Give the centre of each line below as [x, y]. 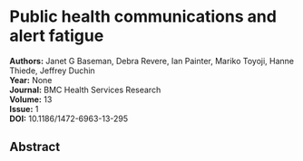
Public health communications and [143, 17]
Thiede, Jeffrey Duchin [52, 71]
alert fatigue [57, 36]
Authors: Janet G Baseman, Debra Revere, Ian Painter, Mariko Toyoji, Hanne [152, 61]
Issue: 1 [24, 109]
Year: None [31, 80]
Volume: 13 [31, 99]
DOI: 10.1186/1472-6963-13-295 [69, 118]
